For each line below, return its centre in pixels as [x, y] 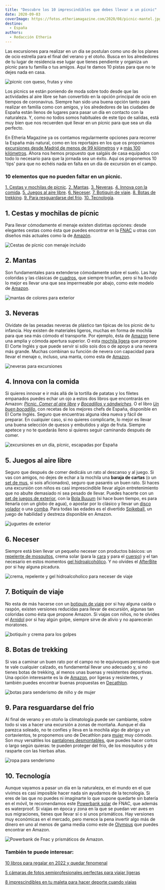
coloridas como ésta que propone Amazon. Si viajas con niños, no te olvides [82, 614]
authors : [14, 33]
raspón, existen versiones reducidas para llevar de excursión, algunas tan [80, 609]
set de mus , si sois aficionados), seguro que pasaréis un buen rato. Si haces [82, 483]
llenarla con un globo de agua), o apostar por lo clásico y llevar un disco [78, 504]
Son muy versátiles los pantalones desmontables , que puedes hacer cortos [81, 741]
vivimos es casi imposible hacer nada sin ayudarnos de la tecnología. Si [78, 793]
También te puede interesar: [40, 852]
